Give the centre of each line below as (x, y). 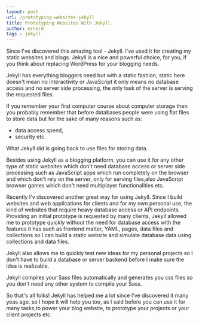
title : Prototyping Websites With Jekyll (59, 23)
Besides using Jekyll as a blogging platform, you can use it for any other (95, 160)
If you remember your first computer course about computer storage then (97, 106)
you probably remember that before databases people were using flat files (98, 113)
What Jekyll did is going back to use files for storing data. (77, 149)
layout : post (22, 12)
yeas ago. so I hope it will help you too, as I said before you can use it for (96, 302)
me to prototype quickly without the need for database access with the (94, 223)
